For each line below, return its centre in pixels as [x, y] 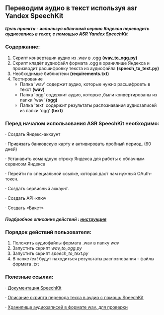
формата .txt [26, 264]
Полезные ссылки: [29, 277]
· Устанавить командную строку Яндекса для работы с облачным [75, 159]
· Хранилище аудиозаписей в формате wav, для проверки [67, 307]
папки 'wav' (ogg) [39, 100]
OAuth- [145, 174]
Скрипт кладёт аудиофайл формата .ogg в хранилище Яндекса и [81, 63]
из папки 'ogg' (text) [41, 110]
